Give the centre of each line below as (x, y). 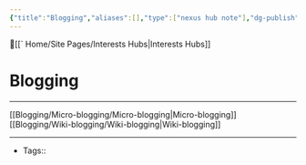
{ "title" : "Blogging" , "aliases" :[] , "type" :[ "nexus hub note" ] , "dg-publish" (154, 18)
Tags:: (34, 150)
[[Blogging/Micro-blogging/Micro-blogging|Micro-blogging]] (123, 114)
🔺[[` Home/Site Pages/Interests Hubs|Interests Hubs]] (110, 44)
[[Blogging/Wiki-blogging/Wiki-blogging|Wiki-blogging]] (115, 124)
